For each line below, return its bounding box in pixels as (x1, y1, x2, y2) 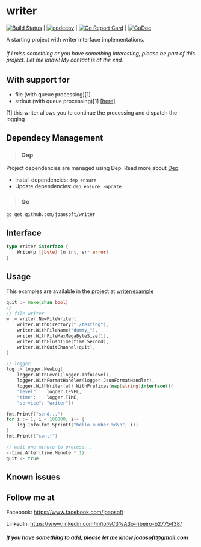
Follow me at (6, 493, 55, 503)
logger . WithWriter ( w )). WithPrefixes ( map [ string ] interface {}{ (17, 383, 173, 390)
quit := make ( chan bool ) (6, 299, 69, 305)
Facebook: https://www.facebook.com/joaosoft (6, 508, 123, 516)
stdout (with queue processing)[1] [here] (14, 97, 116, 104)
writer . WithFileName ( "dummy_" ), (17, 327, 98, 334)
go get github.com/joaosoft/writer (6, 211, 96, 218)
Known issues (6, 472, 61, 482)
